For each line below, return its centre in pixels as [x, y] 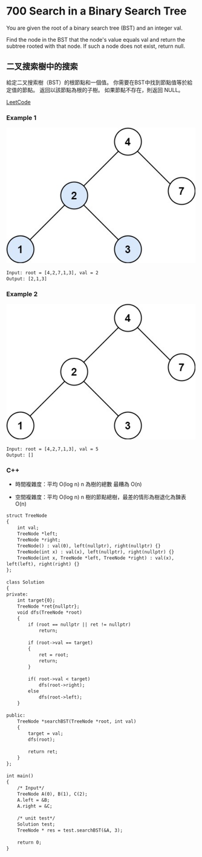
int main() [20, 776]
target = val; [46, 734]
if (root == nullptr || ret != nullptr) [80, 625]
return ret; [43, 752]
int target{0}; [36, 600]
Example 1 [21, 117]
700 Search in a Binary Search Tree [96, 11]
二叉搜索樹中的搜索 [42, 67]
